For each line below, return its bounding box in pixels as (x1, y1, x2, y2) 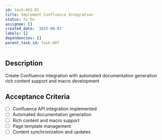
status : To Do (5, 17, 35, 22)
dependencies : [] (5, 36, 42, 41)
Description (5, 59, 43, 68)
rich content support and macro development (5, 78, 100, 84)
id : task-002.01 (5, 7, 39, 13)
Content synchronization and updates (12, 128, 91, 134)
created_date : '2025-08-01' (5, 26, 64, 31)
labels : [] (5, 31, 28, 36)
